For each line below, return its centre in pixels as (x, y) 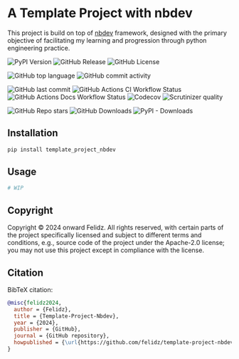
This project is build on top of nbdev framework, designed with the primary (117, 33)
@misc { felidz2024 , (34, 303)
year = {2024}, (36, 323)
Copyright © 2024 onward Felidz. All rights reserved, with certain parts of (116, 228)
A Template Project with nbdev (100, 13)
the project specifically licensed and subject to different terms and (105, 235)
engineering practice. (39, 48)
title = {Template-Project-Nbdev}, (67, 316)
